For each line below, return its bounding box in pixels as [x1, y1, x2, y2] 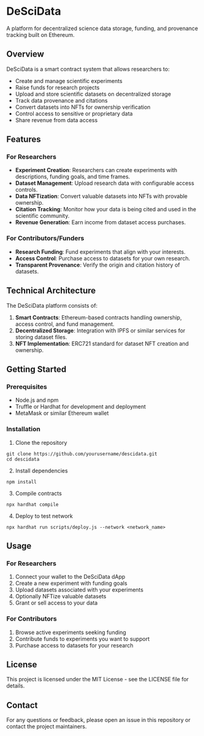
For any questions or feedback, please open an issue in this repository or [6, 716, 191, 724]
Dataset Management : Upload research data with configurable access [15, 179, 195, 187]
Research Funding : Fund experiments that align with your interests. [15, 248, 186, 256]
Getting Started [6, 364, 67, 374]
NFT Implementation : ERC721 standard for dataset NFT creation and [15, 340, 189, 347]
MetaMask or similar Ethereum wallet [15, 410, 109, 417]
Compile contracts [15, 490, 62, 497]
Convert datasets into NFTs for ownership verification [15, 103, 151, 111]
